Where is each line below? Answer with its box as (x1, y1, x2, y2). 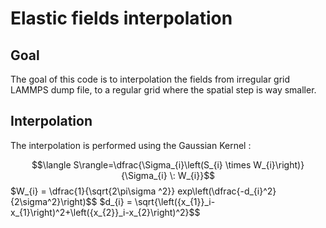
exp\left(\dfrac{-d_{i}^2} (177, 185, 277, 197)
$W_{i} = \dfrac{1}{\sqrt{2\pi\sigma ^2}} (10, 185, 176, 197)
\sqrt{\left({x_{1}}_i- (134, 195, 216, 207)
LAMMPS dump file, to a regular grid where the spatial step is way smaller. (10, 84, 317, 96)
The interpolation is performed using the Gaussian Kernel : (10, 139, 252, 151)
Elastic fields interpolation (10, 7, 233, 30)
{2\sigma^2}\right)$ (10, 195, 92, 207)
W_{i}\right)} (253, 158, 305, 171)
